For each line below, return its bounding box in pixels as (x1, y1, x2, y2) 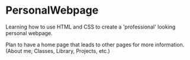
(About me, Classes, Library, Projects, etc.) (5, 47, 110, 54)
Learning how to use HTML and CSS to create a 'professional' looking (5, 23, 176, 30)
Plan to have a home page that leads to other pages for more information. (5, 41, 185, 48)
